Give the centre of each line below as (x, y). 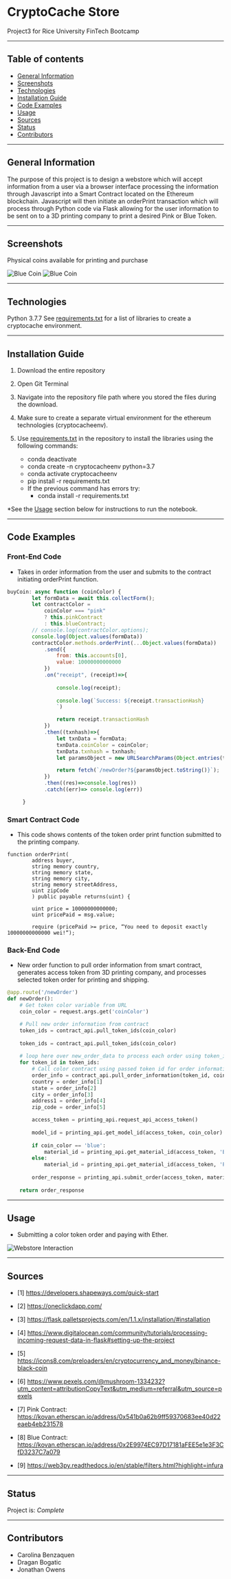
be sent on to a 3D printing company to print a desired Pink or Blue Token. (112, 216)
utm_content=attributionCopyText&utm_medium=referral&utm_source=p (119, 1389)
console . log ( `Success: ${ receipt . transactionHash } (130, 701)
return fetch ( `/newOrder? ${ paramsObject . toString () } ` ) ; (138, 770)
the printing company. (48, 842)
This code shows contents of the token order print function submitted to (119, 835)
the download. (37, 404)
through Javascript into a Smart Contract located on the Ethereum (101, 194)
